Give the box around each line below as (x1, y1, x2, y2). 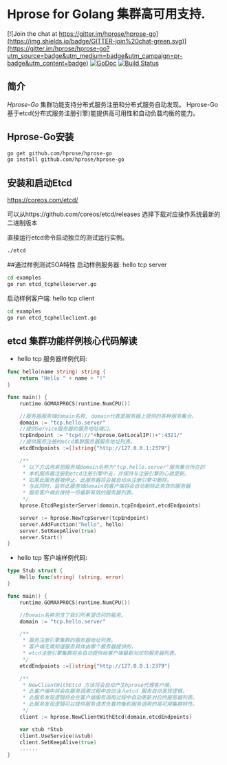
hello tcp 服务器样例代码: (17, 355, 88, 363)
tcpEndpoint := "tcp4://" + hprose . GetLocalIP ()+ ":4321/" (19, 432, 184, 439)
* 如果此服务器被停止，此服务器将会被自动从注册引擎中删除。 (22, 476, 173, 483)
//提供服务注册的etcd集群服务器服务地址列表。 (19, 438, 136, 445)
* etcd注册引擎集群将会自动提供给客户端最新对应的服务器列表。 (22, 650, 180, 657)
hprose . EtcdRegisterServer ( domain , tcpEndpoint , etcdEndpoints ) (19, 502, 202, 510)
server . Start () (19, 534, 63, 541)
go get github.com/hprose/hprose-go (7, 150, 112, 157)
